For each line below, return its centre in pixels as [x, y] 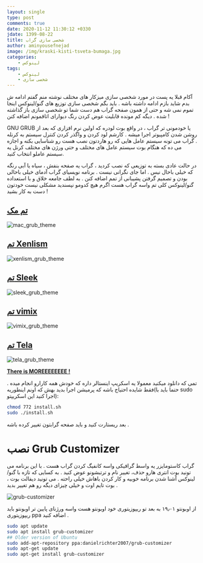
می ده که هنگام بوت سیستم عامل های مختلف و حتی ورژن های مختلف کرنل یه [94, 147]
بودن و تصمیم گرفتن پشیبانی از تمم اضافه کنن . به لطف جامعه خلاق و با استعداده [97, 178]
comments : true [26, 23]
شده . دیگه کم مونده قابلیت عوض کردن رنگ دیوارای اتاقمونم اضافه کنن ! [88, 116]
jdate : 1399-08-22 [30, 35]
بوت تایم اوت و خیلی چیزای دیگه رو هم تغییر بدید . [63, 485]
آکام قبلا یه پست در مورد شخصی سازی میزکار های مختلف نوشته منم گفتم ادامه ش [100, 97]
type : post [21, 18]
